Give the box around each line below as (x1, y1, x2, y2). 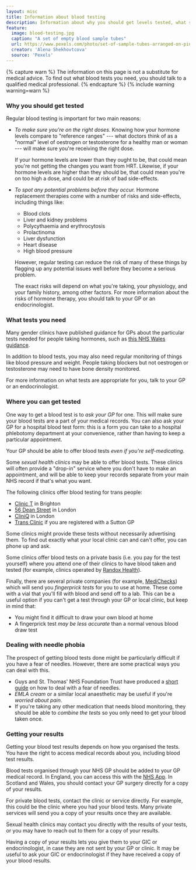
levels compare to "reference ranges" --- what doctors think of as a (14, 132, 178, 139)
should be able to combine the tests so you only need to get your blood (14, 709, 186, 716)
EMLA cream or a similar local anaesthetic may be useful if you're (14, 690, 173, 697)
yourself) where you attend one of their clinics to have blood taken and (6, 560, 177, 567)
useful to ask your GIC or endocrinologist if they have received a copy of (6, 851, 181, 858)
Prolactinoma (23, 228, 55, 236)
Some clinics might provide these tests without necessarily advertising (6, 530, 176, 537)
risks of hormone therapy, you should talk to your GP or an (14, 295, 156, 302)
